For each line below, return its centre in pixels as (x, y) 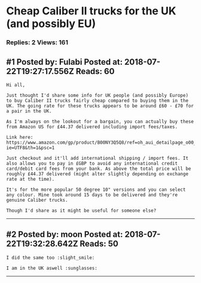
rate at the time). (31, 179)
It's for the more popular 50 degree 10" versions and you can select (96, 190)
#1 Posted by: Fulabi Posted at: (65, 62)
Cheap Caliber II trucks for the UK (91, 11)
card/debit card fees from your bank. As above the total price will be (99, 169)
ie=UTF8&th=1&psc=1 (31, 148)
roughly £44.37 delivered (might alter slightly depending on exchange (97, 174)
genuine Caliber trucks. (37, 200)
